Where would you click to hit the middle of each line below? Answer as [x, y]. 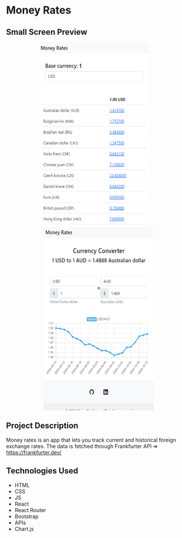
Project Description [42, 426]
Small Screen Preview [47, 32]
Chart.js [24, 529]
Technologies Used [42, 471]
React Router [30, 510]
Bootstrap [26, 516]
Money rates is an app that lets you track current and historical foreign [91, 440]
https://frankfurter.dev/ [34, 452]
